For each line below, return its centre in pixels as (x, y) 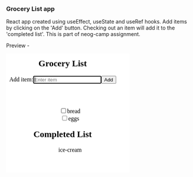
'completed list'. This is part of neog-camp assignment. (73, 34)
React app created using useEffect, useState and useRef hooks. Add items (97, 22)
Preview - (18, 45)
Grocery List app (30, 9)
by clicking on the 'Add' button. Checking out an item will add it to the (91, 28)
